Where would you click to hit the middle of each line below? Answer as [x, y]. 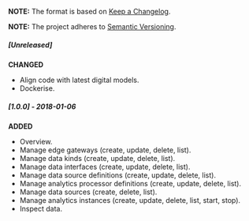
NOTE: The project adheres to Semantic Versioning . [92, 26]
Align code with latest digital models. [79, 80]
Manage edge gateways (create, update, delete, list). [105, 150]
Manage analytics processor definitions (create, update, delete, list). [130, 183]
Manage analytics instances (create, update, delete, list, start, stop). [130, 200]
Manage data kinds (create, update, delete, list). [97, 158]
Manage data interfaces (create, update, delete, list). [105, 167]
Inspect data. [41, 208]
